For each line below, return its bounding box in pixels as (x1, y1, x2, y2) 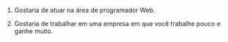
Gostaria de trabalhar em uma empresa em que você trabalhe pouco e (14, 20, 221, 27)
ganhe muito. (14, 27, 53, 35)
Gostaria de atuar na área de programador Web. (14, 6, 155, 14)
